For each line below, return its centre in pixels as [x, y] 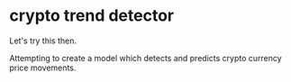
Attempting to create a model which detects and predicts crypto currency [145, 58]
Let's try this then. [43, 41]
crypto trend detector [91, 16]
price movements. [43, 68]
